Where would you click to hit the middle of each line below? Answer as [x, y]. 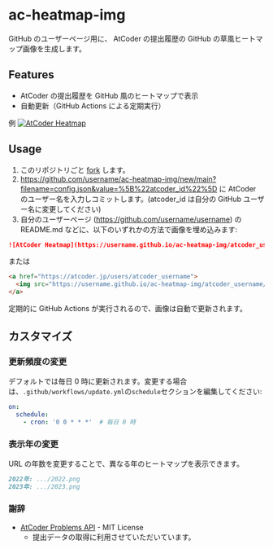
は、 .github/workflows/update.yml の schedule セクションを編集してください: [135, 391]
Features [31, 75]
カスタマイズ [41, 337]
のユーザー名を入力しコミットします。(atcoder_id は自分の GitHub [131, 199]
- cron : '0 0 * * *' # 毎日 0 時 [80, 422]
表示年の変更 [34, 444]
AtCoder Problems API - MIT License [82, 527]
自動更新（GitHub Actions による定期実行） [93, 105]
